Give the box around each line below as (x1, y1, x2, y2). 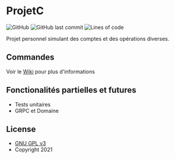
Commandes (6, 52, 55, 63)
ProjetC (6, 4, 44, 18)
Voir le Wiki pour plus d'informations (6, 68, 95, 75)
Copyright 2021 (14, 146, 53, 153)
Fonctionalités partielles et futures (6, 85, 136, 95)
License (6, 124, 36, 134)
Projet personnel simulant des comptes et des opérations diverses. (6, 35, 170, 42)
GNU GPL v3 (14, 140, 46, 147)
